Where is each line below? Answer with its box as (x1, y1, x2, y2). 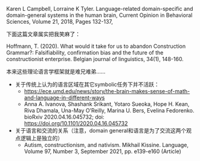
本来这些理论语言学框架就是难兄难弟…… (6, 68, 106, 75)
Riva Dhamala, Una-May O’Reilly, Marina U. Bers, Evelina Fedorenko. (24, 107, 195, 114)
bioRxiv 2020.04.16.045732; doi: (24, 113, 105, 120)
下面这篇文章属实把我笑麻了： (6, 30, 80, 38)
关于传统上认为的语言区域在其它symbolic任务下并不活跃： (15, 81, 160, 88)
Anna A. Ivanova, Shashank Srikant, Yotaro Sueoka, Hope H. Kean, (24, 100, 190, 108)
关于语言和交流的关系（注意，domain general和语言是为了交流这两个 (15, 127, 187, 134)
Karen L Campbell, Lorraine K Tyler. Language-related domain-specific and (6, 5, 193, 12)
